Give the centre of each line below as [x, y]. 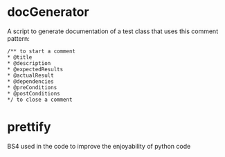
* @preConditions [32, 87]
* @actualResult [30, 75]
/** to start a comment [42, 51]
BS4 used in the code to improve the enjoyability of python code [99, 146]
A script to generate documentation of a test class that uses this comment [113, 31]
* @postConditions [34, 93]
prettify [29, 127]
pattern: [18, 38]
